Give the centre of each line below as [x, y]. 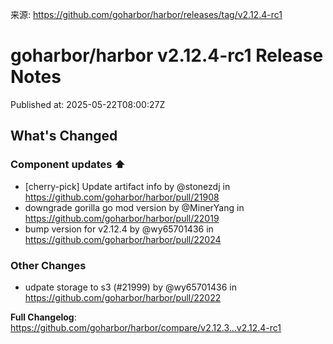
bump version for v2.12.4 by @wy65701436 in [119, 229]
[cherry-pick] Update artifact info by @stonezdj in [127, 186]
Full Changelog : [43, 317]
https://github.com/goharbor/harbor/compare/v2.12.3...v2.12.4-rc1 [146, 327]
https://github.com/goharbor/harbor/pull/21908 [122, 197]
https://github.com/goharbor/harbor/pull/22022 [123, 297]
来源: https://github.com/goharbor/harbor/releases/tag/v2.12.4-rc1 [146, 14]
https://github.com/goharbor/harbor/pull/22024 [123, 239]
